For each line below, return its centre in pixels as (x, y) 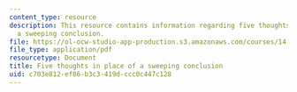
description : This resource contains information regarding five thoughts (150, 25)
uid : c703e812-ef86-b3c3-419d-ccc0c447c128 (91, 74)
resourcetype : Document (53, 58)
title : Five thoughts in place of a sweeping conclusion (116, 67)
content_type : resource (53, 17)
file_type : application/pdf (61, 50)
